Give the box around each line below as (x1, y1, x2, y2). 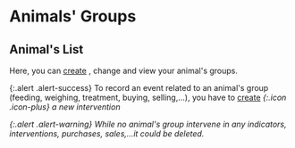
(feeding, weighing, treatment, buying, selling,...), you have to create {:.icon (9, 92, 287, 103)
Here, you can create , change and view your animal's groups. (9, 65, 239, 76)
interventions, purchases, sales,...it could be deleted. (9, 128, 205, 139)
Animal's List (9, 42, 84, 57)
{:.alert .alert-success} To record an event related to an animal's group (9, 83, 269, 93)
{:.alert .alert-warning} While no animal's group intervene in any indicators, (9, 119, 288, 129)
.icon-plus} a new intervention (9, 102, 121, 112)
